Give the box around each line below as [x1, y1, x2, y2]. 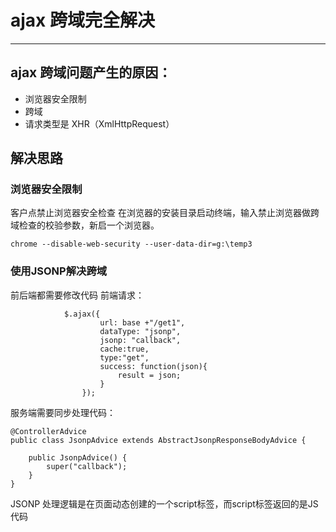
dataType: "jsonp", [99, 326, 182, 336]
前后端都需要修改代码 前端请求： [10, 289, 145, 301]
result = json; [117, 370, 182, 380]
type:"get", [99, 352, 150, 363]
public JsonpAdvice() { [28, 452, 128, 463]
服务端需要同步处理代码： [10, 406, 116, 418]
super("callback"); [46, 461, 128, 471]
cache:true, [99, 344, 150, 354]
